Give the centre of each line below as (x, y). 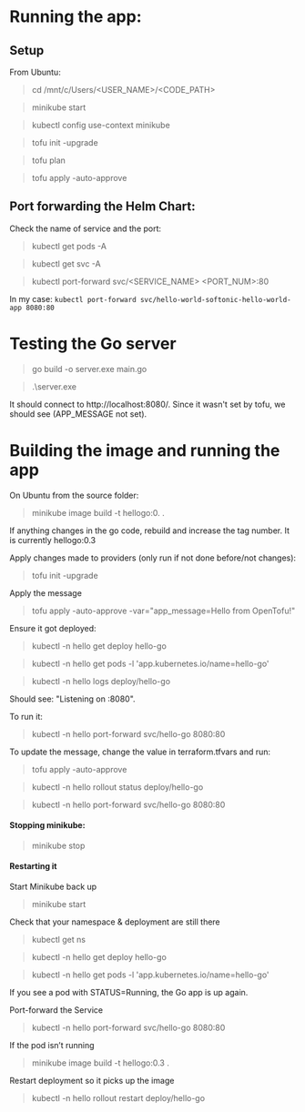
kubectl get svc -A (66, 263)
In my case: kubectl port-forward (73, 298)
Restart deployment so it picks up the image (92, 1081)
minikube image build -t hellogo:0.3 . (101, 1063)
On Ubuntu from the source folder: (74, 495)
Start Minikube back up (53, 887)
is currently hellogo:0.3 (53, 540)
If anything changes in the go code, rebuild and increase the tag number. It (149, 531)
